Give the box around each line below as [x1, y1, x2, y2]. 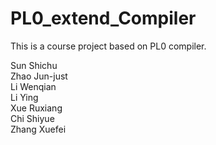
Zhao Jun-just [10, 70, 68, 82]
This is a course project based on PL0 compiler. [10, 40, 207, 52]
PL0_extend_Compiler [10, 7, 197, 30]
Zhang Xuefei [10, 123, 67, 135]
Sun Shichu [10, 59, 58, 71]
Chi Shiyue [10, 112, 55, 124]
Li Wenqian [10, 80, 57, 92]
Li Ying [10, 91, 39, 103]
